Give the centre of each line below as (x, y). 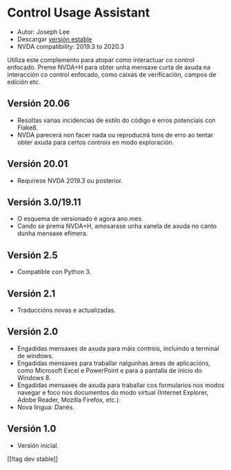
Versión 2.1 (31, 294)
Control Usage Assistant (79, 13)
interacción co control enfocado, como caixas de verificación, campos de (112, 75)
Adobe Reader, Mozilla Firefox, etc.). (69, 400)
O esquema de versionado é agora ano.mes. (80, 219)
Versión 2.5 (33, 255)
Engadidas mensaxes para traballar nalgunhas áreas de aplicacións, (114, 363)
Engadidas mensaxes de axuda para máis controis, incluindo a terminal (118, 348)
